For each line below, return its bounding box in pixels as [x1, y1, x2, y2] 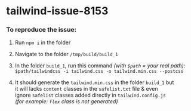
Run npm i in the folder [14, 39, 71, 46]
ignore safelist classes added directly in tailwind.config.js [14, 91, 166, 99]
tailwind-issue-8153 [6, 4, 109, 18]
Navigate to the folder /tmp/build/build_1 [14, 51, 118, 58]
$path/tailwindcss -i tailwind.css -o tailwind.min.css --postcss [14, 69, 184, 75]
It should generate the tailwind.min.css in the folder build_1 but [14, 79, 174, 86]
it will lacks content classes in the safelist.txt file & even [14, 85, 158, 92]
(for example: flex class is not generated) [14, 98, 118, 105]
